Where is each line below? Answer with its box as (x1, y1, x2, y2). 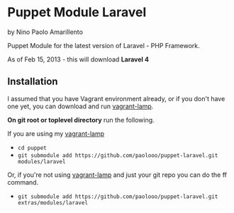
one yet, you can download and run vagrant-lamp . (7, 102, 154, 110)
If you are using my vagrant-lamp (7, 129, 105, 138)
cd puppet (17, 144, 48, 151)
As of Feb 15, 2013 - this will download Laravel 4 (7, 54, 149, 64)
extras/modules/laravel (17, 199, 89, 206)
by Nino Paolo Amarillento (7, 28, 84, 36)
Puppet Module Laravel (7, 4, 147, 21)
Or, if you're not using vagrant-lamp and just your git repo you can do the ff (7, 171, 228, 179)
